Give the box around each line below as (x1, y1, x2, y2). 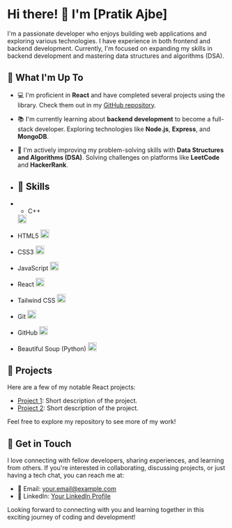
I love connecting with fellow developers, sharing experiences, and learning (7, 456, 224, 465)
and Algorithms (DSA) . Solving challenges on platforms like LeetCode (17, 153, 220, 161)
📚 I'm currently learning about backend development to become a (17, 114, 211, 123)
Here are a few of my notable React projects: (7, 383, 136, 391)
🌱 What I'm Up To (7, 72, 84, 84)
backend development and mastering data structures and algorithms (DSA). (7, 52, 224, 60)
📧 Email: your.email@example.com (17, 485, 116, 493)
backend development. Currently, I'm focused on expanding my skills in (7, 44, 212, 52)
